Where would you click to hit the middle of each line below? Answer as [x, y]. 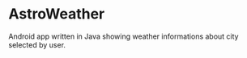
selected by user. [37, 44]
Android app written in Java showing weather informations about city [123, 36]
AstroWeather [57, 14]
